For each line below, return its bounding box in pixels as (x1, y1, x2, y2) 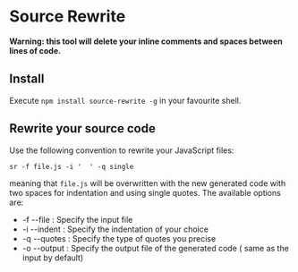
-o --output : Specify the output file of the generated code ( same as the (21, 242, 289, 253)
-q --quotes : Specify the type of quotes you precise (21, 233, 217, 243)
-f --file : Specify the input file (21, 214, 133, 225)
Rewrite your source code (9, 121, 157, 136)
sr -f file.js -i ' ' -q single (9, 162, 134, 171)
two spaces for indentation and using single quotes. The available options (9, 187, 282, 198)
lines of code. (9, 45, 61, 55)
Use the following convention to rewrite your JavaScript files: (9, 145, 234, 156)
